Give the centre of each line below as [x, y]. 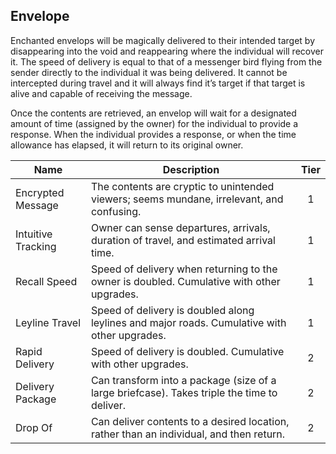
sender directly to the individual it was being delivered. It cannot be [149, 72]
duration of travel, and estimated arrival [183, 240]
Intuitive [34, 234]
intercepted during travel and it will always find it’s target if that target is [158, 83]
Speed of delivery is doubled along [172, 310]
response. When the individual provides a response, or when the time [153, 134]
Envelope [40, 16]
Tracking [36, 246]
